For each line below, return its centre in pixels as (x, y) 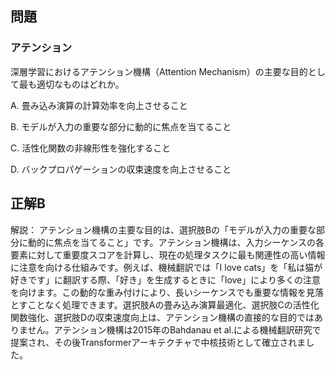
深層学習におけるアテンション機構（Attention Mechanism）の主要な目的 (159, 71)
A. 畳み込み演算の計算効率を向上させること (99, 105)
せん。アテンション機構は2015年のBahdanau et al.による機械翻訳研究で (174, 329)
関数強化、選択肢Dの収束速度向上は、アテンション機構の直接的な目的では (162, 317)
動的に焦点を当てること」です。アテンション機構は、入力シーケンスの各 (176, 242)
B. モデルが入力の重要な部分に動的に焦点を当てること (121, 126)
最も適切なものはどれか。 (71, 84)
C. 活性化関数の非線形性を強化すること (91, 148)
